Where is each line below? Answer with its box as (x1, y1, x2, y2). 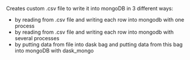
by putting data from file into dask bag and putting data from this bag (14, 41, 183, 48)
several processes (14, 35, 60, 41)
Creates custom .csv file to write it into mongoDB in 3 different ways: (6, 5, 173, 12)
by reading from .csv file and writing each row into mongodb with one (14, 16, 185, 23)
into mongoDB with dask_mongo (14, 47, 94, 54)
